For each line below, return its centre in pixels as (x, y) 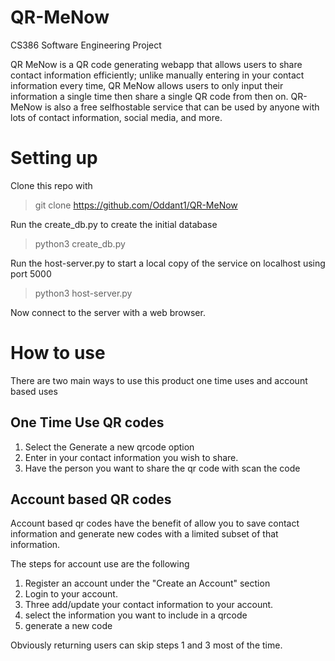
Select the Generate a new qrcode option (109, 447)
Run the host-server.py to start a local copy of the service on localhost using (168, 263)
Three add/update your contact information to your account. (149, 605)
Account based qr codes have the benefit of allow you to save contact (155, 523)
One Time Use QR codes (87, 422)
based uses (34, 391)
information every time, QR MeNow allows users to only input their (147, 85)
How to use (58, 353)
